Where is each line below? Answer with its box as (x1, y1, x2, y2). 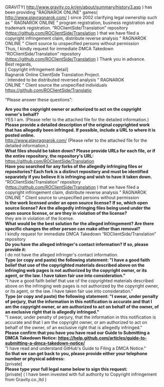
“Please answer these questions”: (5, 97, 73, 102)
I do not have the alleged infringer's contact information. (5, 252, 119, 257)
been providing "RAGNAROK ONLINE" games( (5, 9, 98, 15)
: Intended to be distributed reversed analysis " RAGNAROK (5, 77, 124, 83)
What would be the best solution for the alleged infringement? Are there (5, 221, 154, 227)
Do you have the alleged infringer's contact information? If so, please (5, 242, 149, 247)
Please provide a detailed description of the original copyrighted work (5, 122, 150, 128)
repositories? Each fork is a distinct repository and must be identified (5, 169, 148, 174)
